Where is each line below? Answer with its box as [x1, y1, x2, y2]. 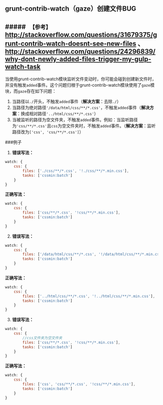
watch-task [5, 62, 41, 71]
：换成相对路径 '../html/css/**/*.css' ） [16, 111, 98, 117]
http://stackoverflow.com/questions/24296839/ [5, 47, 156, 55]
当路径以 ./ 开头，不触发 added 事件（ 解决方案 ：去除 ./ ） [12, 99, 121, 105]
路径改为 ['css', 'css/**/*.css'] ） [12, 129, 84, 135]
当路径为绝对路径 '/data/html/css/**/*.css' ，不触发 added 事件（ [12, 105, 142, 110]
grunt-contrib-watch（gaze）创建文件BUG [5, 4, 137, 13]
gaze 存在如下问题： [17, 88, 57, 94]
